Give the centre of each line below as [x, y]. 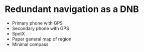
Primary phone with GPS [37, 23]
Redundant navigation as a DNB [72, 9]
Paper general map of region [42, 39]
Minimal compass [30, 44]
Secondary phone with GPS [40, 28]
